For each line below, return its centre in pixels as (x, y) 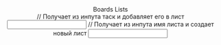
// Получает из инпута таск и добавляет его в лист (110, 16)
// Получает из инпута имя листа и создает (151, 24)
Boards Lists (110, 9)
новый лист (70, 33)
